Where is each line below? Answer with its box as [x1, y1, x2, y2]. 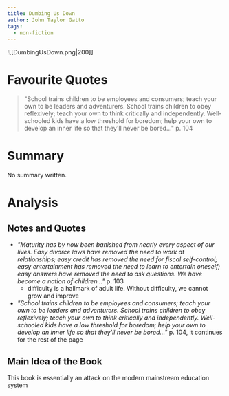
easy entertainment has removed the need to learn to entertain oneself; [17, 263, 220, 271]
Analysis [7, 195, 58, 210]
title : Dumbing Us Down [7, 10, 76, 17]
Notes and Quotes [7, 222, 87, 234]
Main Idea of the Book [7, 355, 102, 367]
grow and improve [27, 291, 79, 300]
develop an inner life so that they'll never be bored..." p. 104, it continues [17, 328, 223, 337]
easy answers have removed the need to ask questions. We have [17, 269, 203, 278]
